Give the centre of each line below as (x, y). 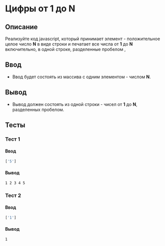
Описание (21, 27)
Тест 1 (13, 139)
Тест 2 (13, 196)
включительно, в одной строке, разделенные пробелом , (66, 49)
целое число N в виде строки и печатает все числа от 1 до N (69, 44)
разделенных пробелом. (38, 109)
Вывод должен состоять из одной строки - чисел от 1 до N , (75, 104)
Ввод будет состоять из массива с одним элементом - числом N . (82, 77)
